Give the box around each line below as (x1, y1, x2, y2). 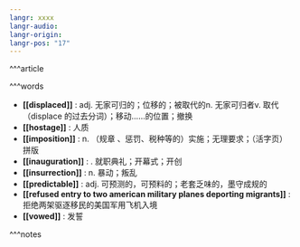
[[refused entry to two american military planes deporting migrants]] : (22, 189, 291, 200)
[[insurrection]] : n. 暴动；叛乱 (22, 167, 138, 178)
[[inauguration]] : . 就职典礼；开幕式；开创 (22, 156, 183, 167)
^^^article (9, 63, 44, 74)
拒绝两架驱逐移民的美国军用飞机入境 (22, 200, 158, 211)
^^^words (9, 81, 44, 91)
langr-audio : (9, 22, 59, 31)
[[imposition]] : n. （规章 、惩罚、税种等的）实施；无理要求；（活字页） (22, 133, 287, 145)
